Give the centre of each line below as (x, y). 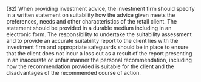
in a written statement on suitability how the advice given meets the (91, 15)
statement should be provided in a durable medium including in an (89, 28)
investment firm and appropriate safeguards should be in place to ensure (97, 47)
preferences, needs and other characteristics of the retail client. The (92, 21)
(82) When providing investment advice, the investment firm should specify (101, 9)
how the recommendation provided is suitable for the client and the (90, 66)
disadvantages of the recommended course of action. (74, 73)
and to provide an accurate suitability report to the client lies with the (92, 41)
